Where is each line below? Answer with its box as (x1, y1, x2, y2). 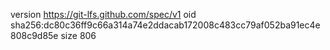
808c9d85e (10, 30, 59, 41)
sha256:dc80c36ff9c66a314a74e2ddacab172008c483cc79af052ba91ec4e (10, 19, 321, 31)
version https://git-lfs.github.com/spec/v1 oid (10, 9, 197, 20)
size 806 (60, 30, 97, 41)
